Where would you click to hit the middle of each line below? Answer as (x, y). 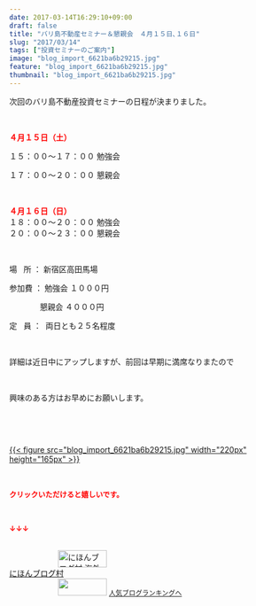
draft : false (33, 26)
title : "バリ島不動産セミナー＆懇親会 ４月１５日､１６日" (105, 34)
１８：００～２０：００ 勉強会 (65, 221)
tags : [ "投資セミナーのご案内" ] (62, 50)
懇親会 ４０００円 (72, 307)
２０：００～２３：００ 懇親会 (65, 233)
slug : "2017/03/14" (45, 42)
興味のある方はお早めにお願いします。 (79, 397)
